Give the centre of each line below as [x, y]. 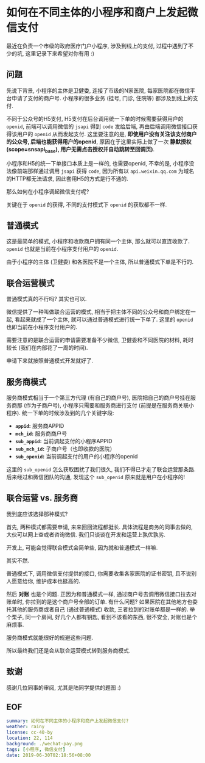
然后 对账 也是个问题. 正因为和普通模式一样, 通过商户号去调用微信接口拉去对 [101, 594]
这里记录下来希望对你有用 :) [60, 53]
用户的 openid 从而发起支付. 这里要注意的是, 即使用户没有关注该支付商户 [107, 134]
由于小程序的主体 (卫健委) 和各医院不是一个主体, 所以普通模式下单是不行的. [100, 262]
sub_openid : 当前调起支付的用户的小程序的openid [76, 456]
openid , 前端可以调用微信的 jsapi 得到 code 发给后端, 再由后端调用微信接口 [99, 126]
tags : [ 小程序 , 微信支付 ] [36, 749]
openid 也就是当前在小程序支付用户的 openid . [62, 249]
